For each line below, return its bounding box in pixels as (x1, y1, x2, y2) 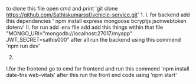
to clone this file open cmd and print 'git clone (6, 5, 118, 12)
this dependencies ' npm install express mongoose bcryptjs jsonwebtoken (6, 18, 187, 24)
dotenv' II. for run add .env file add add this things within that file (6, 23, 164, 31)
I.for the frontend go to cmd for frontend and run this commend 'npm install (6, 65, 190, 72)
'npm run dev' (6, 42, 40, 49)
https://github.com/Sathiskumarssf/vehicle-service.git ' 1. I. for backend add (6, 11, 190, 18)
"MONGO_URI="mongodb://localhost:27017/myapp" (6, 30, 133, 37)
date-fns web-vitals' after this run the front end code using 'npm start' (6, 72, 177, 78)
